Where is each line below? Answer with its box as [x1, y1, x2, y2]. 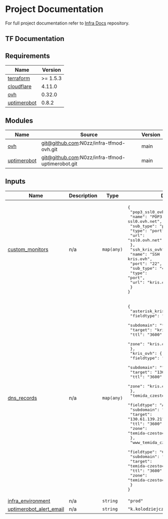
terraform [7, 75, 30, 82]
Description [69, 192, 97, 199]
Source [80, 131, 98, 138]
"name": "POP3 [129, 214, 162, 219]
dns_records [7, 394, 37, 401]
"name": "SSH [129, 251, 160, 257]
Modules [5, 116, 33, 125]
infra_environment [7, 497, 50, 504]
